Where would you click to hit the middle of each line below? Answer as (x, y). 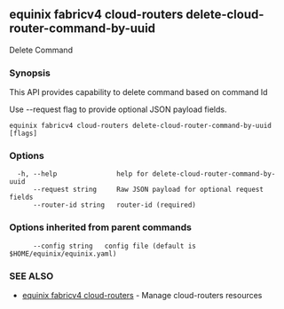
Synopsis (30, 73)
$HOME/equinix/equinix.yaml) (63, 254)
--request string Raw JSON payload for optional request (148, 190)
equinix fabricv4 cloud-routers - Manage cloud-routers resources (142, 295)
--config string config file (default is (114, 246)
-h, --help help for (83, 174)
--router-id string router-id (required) (114, 205)
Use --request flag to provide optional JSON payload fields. (118, 109)
